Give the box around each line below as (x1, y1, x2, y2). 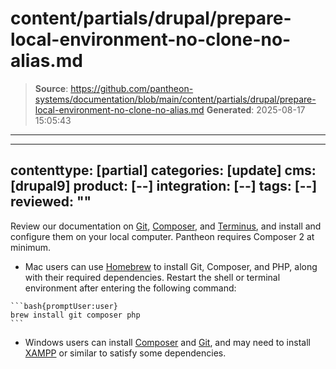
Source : (34, 82, 69, 94)
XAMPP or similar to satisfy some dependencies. (24, 347, 227, 359)
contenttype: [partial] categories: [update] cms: (10, 162, 317, 179)
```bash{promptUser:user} (10, 301, 118, 311)
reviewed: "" (10, 193, 92, 211)
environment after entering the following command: (24, 282, 237, 294)
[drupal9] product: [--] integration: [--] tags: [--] (10, 178, 318, 195)
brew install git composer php (10, 310, 141, 320)
